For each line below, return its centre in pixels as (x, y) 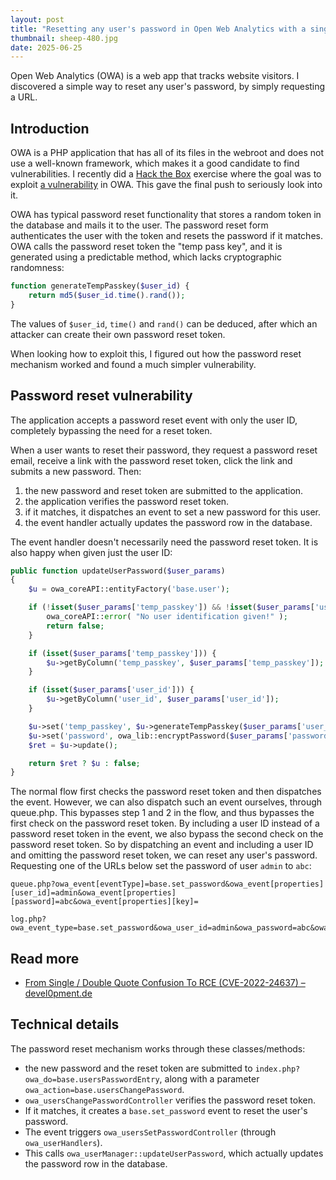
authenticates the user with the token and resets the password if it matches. (166, 236)
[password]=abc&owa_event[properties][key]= (104, 902)
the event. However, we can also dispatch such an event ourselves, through (166, 802)
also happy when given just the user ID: (91, 552)
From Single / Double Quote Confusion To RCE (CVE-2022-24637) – (165, 983)
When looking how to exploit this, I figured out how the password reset (156, 353)
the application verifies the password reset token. (127, 501)
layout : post (37, 19)
